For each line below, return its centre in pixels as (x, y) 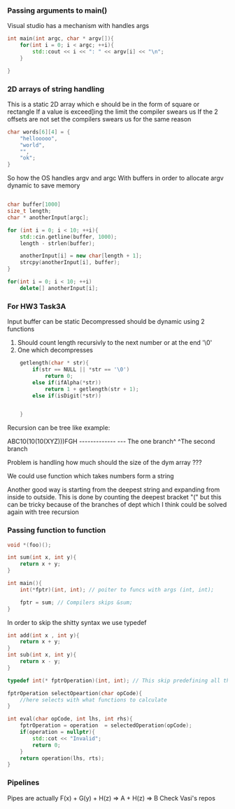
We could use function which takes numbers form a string (91, 476)
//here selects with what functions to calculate (94, 700)
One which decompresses (55, 350)
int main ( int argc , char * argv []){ (60, 39)
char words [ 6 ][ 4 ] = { (39, 132)
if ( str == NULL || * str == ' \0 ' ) (81, 370)
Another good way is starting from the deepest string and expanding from (114, 489)
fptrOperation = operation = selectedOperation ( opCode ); (106, 725)
